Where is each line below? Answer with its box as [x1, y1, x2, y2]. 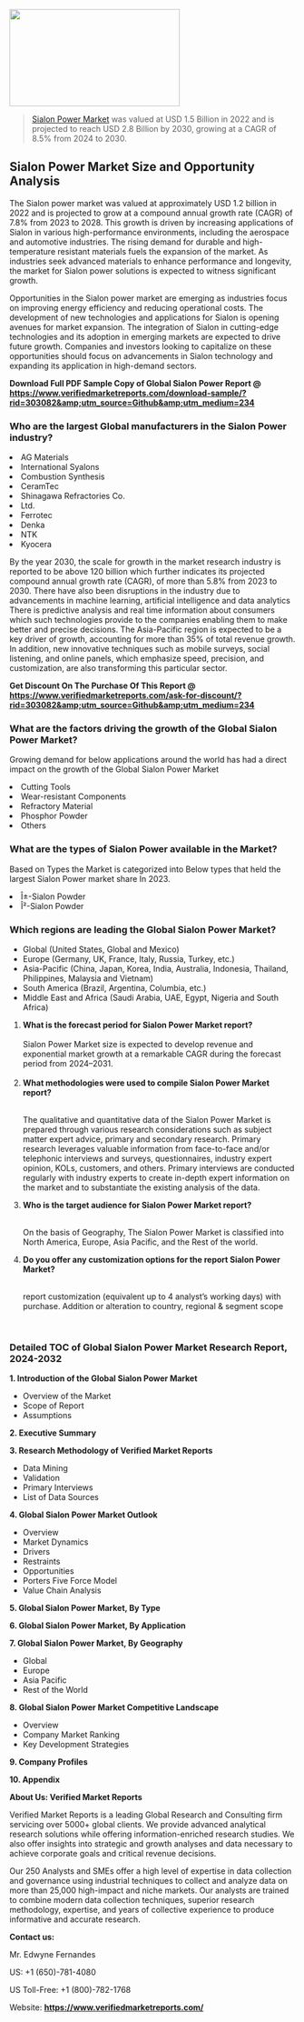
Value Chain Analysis [22, 1585, 102, 1596]
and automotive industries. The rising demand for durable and [9, 236, 241, 247]
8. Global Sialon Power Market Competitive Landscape [9, 1702, 220, 1713]
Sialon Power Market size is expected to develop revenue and [22, 1039, 254, 1049]
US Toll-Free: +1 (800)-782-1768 [9, 1985, 132, 1996]
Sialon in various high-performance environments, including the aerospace [9, 226, 289, 237]
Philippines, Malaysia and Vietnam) [22, 973, 154, 984]
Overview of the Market [22, 1391, 112, 1402]
